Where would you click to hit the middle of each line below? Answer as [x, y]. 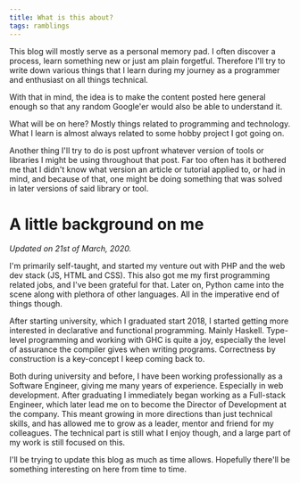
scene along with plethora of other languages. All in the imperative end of [144, 294]
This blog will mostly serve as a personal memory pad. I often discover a [142, 51]
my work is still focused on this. [67, 443]
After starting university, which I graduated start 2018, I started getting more [149, 321]
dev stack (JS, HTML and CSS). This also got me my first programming [140, 275]
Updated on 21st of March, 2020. [71, 249]
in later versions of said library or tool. [79, 188]
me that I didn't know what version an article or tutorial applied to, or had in [147, 169]
